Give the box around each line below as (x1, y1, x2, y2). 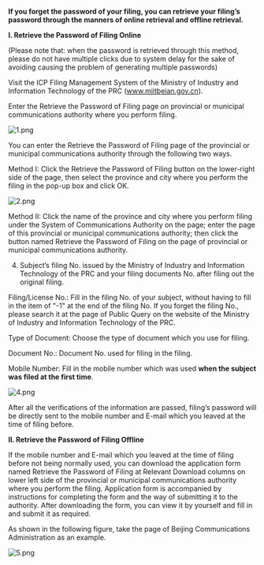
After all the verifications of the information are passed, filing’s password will (8, 403, 257, 412)
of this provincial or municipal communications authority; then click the (8, 228, 239, 238)
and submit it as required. (8, 509, 91, 518)
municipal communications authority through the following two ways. (8, 149, 232, 158)
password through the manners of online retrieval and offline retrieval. (8, 15, 244, 24)
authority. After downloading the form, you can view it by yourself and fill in (8, 501, 253, 510)
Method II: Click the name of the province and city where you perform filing (8, 212, 253, 220)
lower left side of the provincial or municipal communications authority (8, 476, 237, 484)
